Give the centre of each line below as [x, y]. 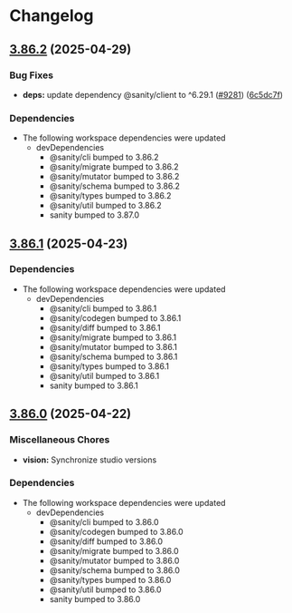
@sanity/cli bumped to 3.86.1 [103, 308]
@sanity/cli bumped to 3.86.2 [104, 157]
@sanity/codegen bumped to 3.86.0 [116, 531]
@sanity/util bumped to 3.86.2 [106, 206]
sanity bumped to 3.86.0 [95, 598]
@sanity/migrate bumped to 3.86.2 [114, 167]
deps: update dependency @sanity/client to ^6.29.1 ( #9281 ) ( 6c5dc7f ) [152, 94]
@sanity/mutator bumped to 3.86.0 [114, 560]
